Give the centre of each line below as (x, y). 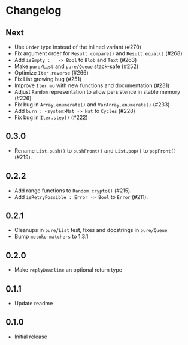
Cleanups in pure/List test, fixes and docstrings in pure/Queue (91, 230)
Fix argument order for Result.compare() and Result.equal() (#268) (98, 53)
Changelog (34, 11)
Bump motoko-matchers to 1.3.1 (51, 237)
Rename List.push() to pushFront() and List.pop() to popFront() (95, 150)
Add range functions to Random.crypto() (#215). (73, 191)
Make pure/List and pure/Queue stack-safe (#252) (76, 66)
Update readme (34, 304)
